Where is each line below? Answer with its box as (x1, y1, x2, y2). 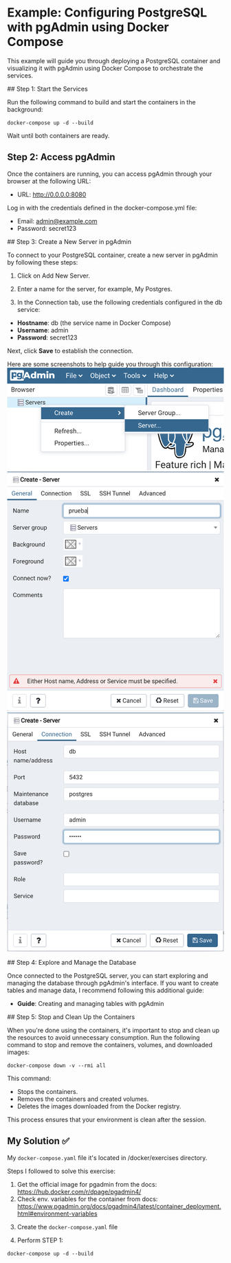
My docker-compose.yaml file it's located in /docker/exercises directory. (7, 1153, 208, 1162)
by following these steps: (7, 258, 78, 266)
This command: (7, 1074, 52, 1082)
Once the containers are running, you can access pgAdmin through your (7, 170, 212, 178)
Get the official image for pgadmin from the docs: (16, 1180, 157, 1188)
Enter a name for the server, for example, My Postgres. (16, 284, 173, 293)
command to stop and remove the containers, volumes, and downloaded (7, 1040, 213, 1049)
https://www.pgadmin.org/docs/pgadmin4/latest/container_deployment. (16, 1202, 221, 1210)
